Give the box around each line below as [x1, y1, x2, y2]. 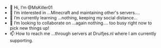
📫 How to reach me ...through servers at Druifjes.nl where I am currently [9, 31, 157, 36]
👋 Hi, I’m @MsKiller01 [9, 5, 53, 10]
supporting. [9, 38, 33, 43]
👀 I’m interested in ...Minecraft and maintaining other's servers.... [9, 10, 140, 16]
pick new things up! [9, 25, 50, 31]
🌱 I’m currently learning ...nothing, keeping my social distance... [9, 15, 138, 20]
